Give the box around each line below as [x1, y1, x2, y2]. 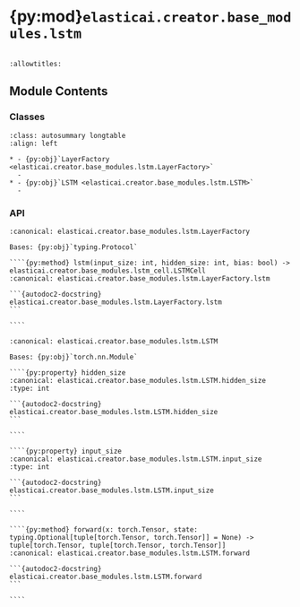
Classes [9, 110, 46, 123]
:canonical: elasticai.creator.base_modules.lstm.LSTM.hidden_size [9, 376, 267, 385]
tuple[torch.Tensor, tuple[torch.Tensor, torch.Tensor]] [9, 541, 227, 550]
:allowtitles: [9, 59, 63, 68]
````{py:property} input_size [9, 447, 123, 455]
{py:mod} [9, 6, 83, 27]
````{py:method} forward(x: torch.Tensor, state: [9, 525, 199, 534]
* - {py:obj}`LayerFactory [9, 154, 110, 163]
